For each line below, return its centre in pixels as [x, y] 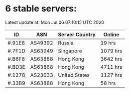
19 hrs [108, 43]
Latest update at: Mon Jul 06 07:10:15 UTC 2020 [55, 22]
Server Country [77, 34]
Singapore [70, 51]
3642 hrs [111, 59]
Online [111, 34]
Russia [66, 43]
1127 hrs [111, 75]
